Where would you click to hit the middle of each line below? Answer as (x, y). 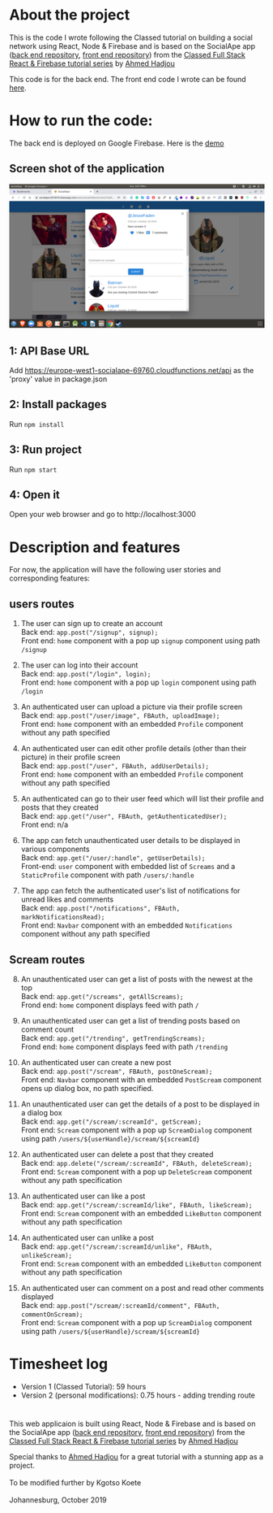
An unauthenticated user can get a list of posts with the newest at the (137, 979)
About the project (70, 15)
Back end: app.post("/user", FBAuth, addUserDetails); (115, 766)
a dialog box (42, 1113)
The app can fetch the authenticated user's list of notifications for (130, 891)
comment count (47, 1029)
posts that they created (60, 807)
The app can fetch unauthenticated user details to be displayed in (130, 841)
